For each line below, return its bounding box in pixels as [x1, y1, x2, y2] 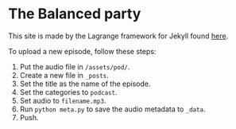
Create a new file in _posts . [19, 70, 109, 80]
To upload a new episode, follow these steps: [8, 46, 157, 56]
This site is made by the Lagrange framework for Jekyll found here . [8, 31, 229, 41]
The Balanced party [8, 5, 141, 23]
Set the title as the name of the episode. [19, 79, 151, 88]
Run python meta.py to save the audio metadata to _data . [19, 104, 206, 114]
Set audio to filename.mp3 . [19, 96, 106, 105]
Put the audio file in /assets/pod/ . [19, 61, 130, 72]
